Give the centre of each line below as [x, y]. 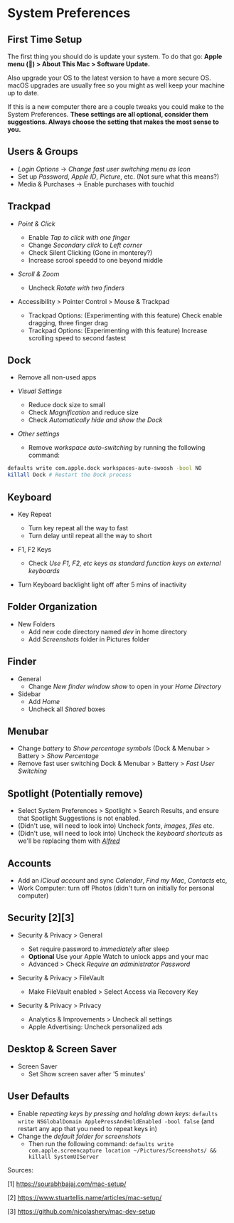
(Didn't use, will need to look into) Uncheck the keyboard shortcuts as [120, 834]
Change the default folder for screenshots [79, 1136]
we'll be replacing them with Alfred [69, 841]
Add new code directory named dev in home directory [107, 631]
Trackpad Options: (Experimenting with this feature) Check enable [125, 315]
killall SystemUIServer [64, 1157]
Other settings [38, 434]
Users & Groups [43, 152]
